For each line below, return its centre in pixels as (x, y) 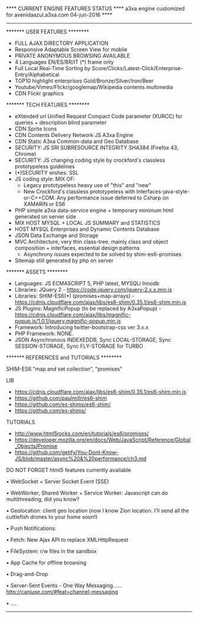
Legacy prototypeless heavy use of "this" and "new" (87, 185)
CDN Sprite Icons (36, 129)
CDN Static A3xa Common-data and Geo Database (77, 141)
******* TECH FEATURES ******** (48, 105)
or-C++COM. (39, 198)
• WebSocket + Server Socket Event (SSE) (57, 481)
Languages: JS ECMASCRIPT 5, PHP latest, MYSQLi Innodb (87, 283)
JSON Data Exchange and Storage (56, 235)
